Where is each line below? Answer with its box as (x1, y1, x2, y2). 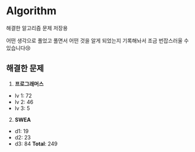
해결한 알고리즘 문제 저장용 (6, 24, 68, 31)
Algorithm (6, 4, 57, 18)
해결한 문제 (6, 63, 44, 73)
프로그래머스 (14, 80, 44, 87)
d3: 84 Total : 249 (14, 140, 58, 147)
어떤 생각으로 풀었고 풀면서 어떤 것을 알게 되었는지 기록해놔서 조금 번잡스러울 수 (6, 37, 189, 44)
